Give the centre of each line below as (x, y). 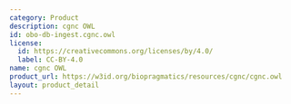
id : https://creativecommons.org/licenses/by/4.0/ (115, 52)
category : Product (44, 18)
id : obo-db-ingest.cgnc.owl (63, 34)
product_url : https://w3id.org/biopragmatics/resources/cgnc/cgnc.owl (146, 77)
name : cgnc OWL (38, 69)
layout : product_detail (55, 85)
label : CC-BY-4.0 (50, 60)
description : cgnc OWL (52, 26)
